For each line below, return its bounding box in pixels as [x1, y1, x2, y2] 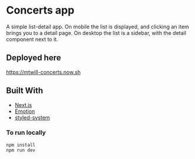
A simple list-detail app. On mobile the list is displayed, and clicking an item [6, 23, 189, 30]
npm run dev [6, 147, 35, 153]
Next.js [14, 101, 32, 108]
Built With [6, 86, 43, 96]
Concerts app [6, 4, 75, 17]
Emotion [14, 108, 35, 115]
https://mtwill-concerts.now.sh [6, 69, 81, 76]
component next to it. [6, 35, 58, 43]
